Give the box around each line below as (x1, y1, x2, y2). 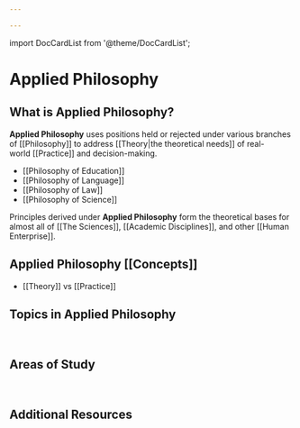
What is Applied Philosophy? (9, 105, 175, 120)
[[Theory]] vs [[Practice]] (22, 280, 117, 291)
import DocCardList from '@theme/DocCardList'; (9, 37, 191, 48)
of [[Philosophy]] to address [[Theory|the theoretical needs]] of (9, 138, 245, 149)
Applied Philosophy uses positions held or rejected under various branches (9, 128, 291, 140)
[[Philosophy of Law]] (22, 184, 104, 195)
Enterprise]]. (9, 231, 56, 241)
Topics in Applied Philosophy (9, 306, 177, 322)
